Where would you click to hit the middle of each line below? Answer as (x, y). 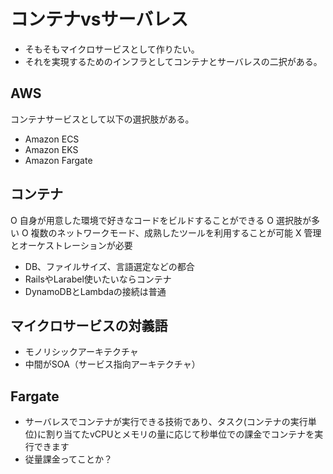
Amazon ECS (52, 139)
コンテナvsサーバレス (99, 19)
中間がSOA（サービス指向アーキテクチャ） (112, 364)
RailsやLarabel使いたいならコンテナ (98, 279)
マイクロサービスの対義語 (89, 325)
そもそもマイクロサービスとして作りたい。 (112, 49)
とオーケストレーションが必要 (71, 245)
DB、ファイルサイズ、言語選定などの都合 (109, 266)
